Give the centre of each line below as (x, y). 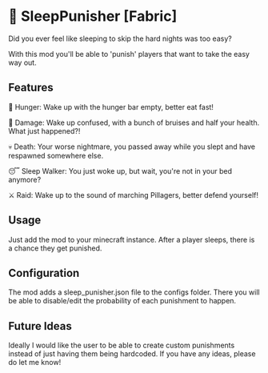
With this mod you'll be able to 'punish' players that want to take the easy (129, 54)
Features (31, 88)
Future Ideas (40, 326)
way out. (23, 62)
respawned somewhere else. (56, 155)
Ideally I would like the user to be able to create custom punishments (122, 345)
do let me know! (35, 363)
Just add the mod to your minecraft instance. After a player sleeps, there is (132, 239)
